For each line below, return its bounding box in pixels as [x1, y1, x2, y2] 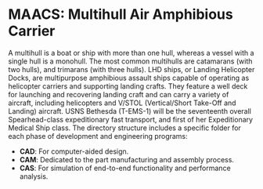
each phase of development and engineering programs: [8, 131, 188, 140]
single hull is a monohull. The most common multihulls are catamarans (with [8, 56, 253, 66]
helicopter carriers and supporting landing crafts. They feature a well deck [8, 81, 248, 91]
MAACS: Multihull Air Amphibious [8, 5, 233, 24]
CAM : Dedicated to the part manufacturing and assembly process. [19, 154, 235, 164]
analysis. [19, 171, 49, 181]
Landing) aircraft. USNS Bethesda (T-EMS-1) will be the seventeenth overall [8, 106, 252, 115]
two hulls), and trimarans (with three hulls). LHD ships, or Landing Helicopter [8, 64, 255, 74]
